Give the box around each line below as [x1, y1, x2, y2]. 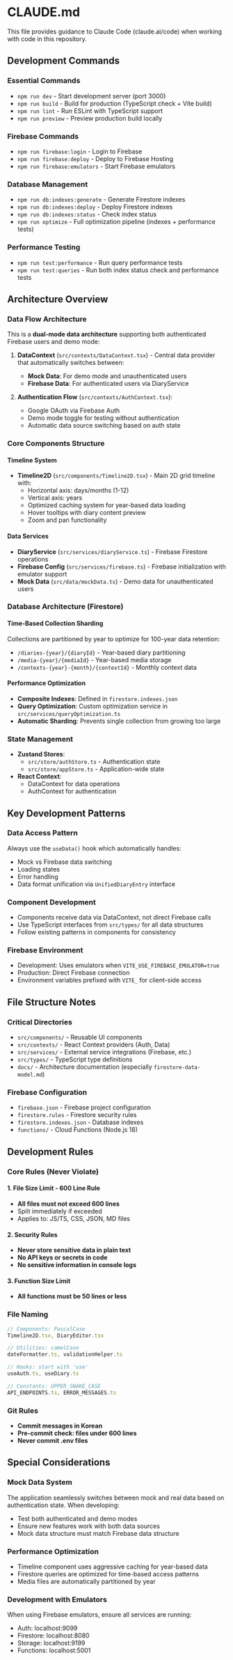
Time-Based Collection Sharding [7, 619, 104, 628]
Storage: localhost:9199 [17, 1639, 86, 1647]
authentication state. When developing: [7, 1501, 120, 1509]
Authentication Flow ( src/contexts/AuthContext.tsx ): [17, 393, 172, 401]
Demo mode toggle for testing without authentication [27, 414, 179, 422]
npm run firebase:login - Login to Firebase [17, 147, 143, 156]
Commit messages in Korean [17, 1421, 103, 1430]
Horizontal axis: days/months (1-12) [27, 486, 129, 495]
